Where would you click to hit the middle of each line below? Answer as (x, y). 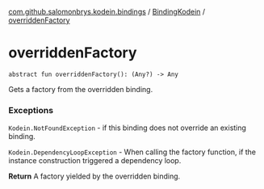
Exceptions (31, 110)
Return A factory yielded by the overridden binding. (94, 176)
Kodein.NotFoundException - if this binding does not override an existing (127, 128)
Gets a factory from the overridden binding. (81, 89)
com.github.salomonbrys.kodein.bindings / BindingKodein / (107, 12)
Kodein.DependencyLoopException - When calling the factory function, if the (132, 152)
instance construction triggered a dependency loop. (95, 161)
